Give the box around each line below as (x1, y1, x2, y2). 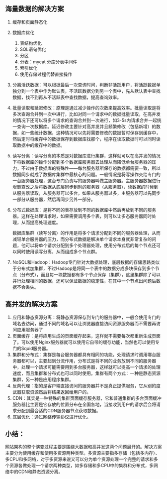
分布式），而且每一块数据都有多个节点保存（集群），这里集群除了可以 (21, 271, 161, 277)
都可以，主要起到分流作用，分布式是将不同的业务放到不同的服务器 (21, 358, 157, 363)
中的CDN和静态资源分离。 (9, 469, 63, 475)
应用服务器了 (16, 327, 43, 333)
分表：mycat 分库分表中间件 (19, 59, 78, 65)
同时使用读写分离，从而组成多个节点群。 (16, 248, 100, 254)
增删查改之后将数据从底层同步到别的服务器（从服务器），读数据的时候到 (12, 184, 159, 190)
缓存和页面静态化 (12, 19, 48, 25)
